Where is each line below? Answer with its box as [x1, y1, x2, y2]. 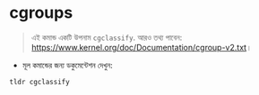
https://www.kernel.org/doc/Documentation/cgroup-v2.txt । [30, 42, 253, 52]
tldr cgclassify [9, 77, 70, 86]
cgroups [9, 3, 73, 23]
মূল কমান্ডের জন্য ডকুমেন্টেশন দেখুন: [22, 59, 114, 70]
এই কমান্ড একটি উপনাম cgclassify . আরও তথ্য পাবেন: [30, 32, 183, 43]
